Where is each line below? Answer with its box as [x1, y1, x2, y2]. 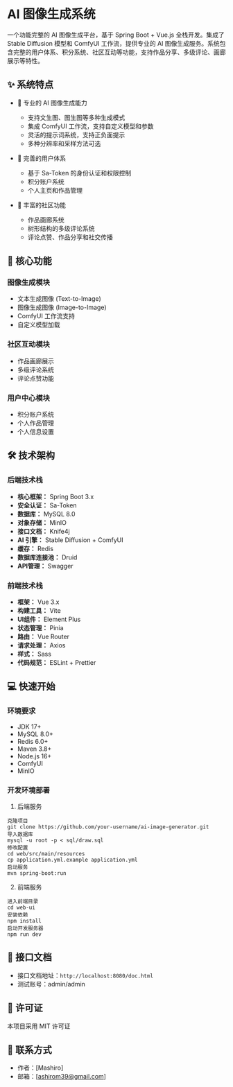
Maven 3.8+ [17, 745, 52, 753]
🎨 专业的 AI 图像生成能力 [17, 98, 88, 107]
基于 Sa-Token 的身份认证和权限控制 [27, 168, 132, 177]
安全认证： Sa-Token [17, 501, 78, 510]
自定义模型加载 [17, 320, 60, 329]
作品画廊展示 [17, 356, 54, 365]
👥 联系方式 [7, 1044, 52, 1056]
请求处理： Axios [17, 641, 66, 650]
